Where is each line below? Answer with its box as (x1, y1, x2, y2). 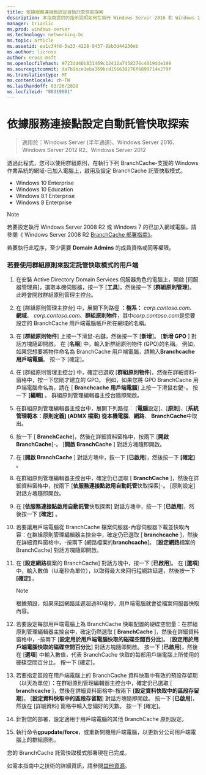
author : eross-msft (7, 55, 57, 61)
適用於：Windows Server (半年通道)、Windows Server (21, 139, 160, 146)
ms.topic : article (7, 37, 54, 44)
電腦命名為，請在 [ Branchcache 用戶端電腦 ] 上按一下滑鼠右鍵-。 (26, 384, 191, 391)
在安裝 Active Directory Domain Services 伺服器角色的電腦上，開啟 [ (15, 276, 188, 283)
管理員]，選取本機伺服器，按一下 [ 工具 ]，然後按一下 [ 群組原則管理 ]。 (21, 283, 195, 291)
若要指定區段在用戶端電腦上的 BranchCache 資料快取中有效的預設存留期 (15, 672, 198, 679)
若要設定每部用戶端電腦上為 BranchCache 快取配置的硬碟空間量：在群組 (15, 620, 198, 628)
